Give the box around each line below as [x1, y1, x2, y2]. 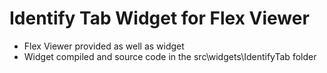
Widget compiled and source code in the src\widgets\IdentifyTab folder [23, 50, 317, 62]
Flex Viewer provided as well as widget [23, 40, 185, 52]
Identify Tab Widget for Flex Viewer [9, 7, 310, 30]
